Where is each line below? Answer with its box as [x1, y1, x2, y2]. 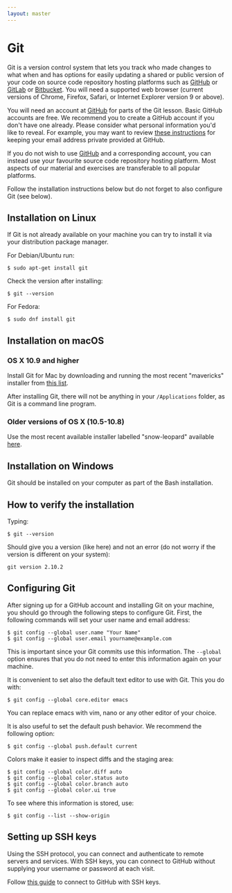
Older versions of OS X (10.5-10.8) [7, 417, 125, 426]
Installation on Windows [7, 460, 114, 472]
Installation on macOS [7, 335, 105, 347]
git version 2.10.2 [7, 563, 64, 570]
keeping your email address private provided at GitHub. [7, 135, 165, 144]
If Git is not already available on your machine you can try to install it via [7, 231, 213, 239]
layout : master [7, 10, 51, 17]
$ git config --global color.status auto [7, 774, 129, 781]
